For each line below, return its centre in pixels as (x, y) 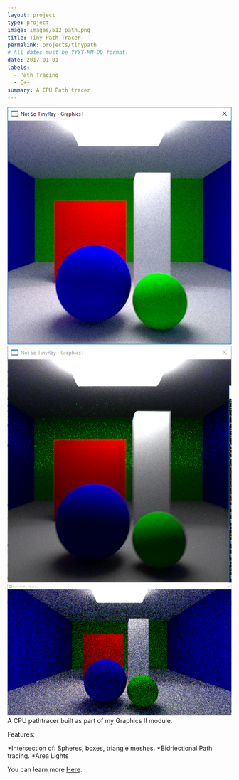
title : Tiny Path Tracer (44, 38)
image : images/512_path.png (49, 30)
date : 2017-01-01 (33, 60)
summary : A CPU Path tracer (49, 90)
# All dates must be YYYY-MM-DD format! (68, 53)
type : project (28, 22)
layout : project (31, 15)
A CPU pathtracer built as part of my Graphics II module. (90, 720)
